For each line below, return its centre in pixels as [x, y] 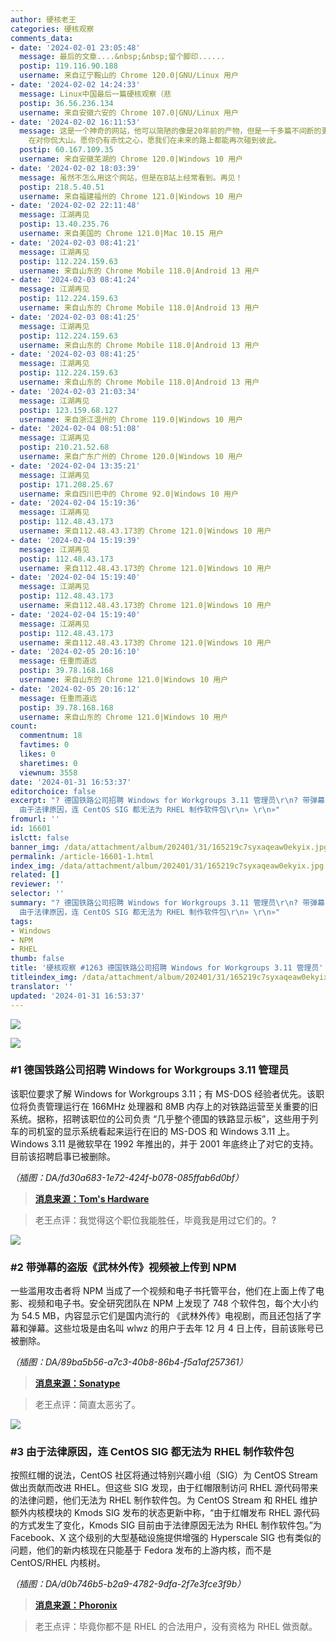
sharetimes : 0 [48, 763]
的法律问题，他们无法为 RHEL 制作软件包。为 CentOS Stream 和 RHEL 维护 [164, 1500]
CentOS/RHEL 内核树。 [58, 1563]
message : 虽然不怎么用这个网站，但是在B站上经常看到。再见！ [131, 177]
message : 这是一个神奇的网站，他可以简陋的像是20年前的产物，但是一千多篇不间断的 [170, 131]
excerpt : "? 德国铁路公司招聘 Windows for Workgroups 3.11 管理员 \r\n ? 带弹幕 [167, 801]
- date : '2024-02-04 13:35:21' [75, 466]
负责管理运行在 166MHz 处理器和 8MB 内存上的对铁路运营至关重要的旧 [173, 1106]
